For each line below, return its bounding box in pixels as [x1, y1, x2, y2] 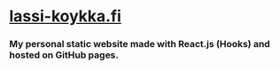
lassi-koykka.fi [9, 6, 122, 27]
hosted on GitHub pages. [9, 49, 120, 61]
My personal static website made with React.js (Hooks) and [9, 38, 270, 51]
